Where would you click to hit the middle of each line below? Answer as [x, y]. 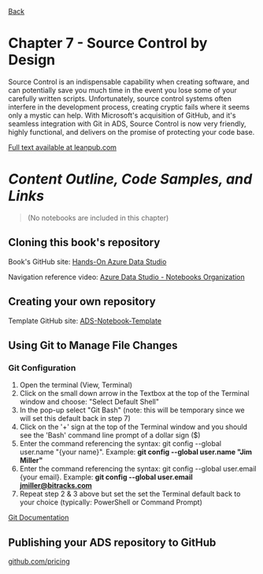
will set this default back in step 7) [75, 419]
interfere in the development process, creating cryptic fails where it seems [129, 106]
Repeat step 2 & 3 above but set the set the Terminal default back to [130, 494]
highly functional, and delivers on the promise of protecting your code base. [131, 132]
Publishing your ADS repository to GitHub [112, 542]
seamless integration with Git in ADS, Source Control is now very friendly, [127, 123]
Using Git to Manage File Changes [93, 345]
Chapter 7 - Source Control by [108, 43]
